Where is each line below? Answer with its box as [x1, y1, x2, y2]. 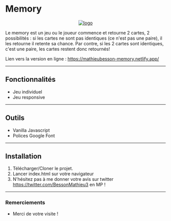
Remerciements [5, 199, 45, 206]
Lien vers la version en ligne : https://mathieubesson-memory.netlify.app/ [5, 55, 159, 61]
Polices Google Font [12, 133, 55, 139]
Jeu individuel [12, 88, 42, 94]
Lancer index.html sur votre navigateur [12, 171, 94, 177]
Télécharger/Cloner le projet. [12, 166, 73, 172]
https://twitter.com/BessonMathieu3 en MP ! [12, 181, 106, 188]
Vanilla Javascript [12, 127, 50, 133]
